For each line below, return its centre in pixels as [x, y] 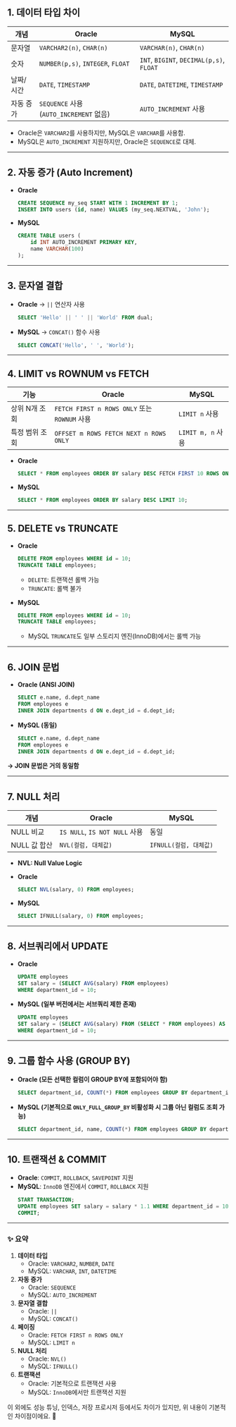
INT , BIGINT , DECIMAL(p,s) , [182, 60]
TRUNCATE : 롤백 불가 [55, 588]
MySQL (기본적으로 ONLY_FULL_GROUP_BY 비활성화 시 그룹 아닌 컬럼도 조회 [117, 1107]
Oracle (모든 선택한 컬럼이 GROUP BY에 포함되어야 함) [92, 1079]
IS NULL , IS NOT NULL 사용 [101, 832]
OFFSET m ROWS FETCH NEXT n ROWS [110, 434]
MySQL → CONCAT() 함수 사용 [59, 332]
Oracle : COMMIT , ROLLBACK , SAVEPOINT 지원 [75, 1178]
